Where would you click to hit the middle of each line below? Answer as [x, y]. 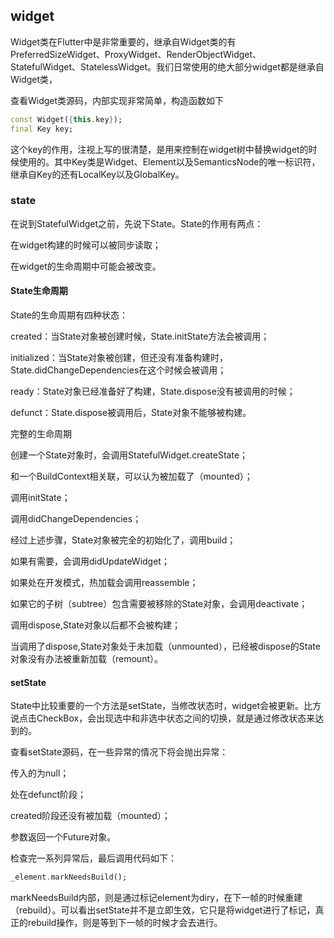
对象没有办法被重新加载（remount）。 [86, 659]
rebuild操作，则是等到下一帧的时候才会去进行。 [125, 923]
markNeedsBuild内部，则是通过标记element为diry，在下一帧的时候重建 [156, 898]
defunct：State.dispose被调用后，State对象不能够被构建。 [131, 413]
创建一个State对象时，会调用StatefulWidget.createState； [129, 455]
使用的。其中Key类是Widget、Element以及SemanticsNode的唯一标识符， [169, 161]
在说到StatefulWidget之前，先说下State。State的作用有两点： [137, 223]
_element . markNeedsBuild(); [69, 877]
